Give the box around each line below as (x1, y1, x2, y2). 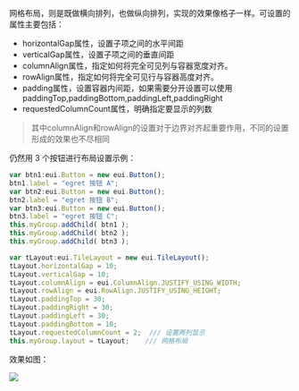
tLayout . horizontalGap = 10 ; (9, 261, 118, 270)
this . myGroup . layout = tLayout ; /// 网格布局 (9, 336, 188, 345)
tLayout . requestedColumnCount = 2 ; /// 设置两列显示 (9, 327, 205, 337)
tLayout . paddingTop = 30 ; (9, 294, 105, 304)
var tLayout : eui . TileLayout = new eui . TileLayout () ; (9, 253, 210, 262)
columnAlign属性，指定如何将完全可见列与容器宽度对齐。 (21, 61, 233, 71)
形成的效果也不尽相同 (30, 133, 110, 144)
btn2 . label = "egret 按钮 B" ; (9, 195, 119, 204)
